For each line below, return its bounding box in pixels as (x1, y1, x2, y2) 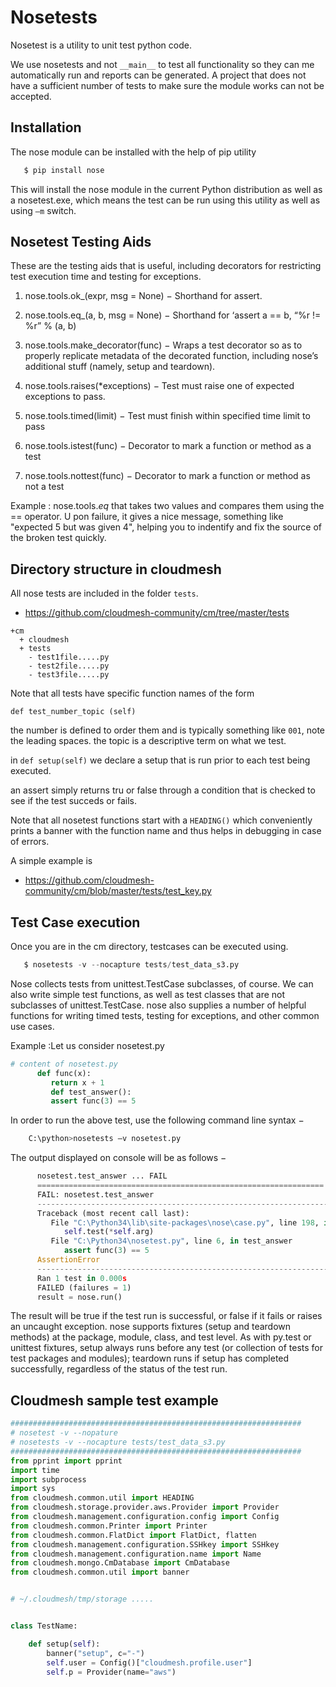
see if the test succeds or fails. (10, 795, 137, 807)
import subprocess (10, 1474, 87, 1485)
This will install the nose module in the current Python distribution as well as (10, 183, 323, 195)
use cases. (10, 1020, 55, 1032)
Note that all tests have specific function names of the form (10, 687, 255, 700)
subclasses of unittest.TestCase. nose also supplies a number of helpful (10, 999, 307, 1011)
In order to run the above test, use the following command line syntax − (10, 1114, 305, 1126)
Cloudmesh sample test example (10, 1392, 219, 1409)
